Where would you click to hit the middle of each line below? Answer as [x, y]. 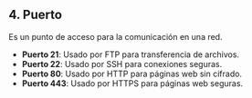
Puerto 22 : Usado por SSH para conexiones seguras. [122, 64]
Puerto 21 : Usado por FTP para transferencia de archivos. [130, 54]
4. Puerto [36, 15]
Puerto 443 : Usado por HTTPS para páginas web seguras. [132, 83]
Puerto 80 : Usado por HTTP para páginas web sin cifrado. [132, 73]
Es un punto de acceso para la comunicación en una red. [115, 36]
